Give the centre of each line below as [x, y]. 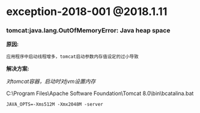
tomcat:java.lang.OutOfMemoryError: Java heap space [88, 31]
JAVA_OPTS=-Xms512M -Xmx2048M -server [55, 105]
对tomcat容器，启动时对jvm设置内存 [51, 81]
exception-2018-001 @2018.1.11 [87, 12]
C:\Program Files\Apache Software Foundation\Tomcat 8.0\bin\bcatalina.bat [100, 93]
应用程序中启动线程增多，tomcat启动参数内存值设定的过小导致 [73, 57]
